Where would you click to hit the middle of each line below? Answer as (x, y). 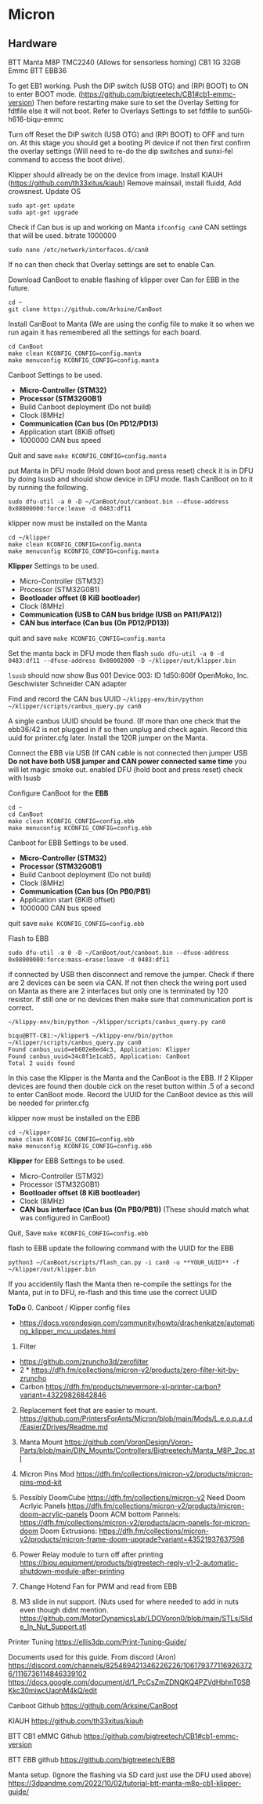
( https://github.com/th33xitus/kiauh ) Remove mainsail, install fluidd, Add (125, 183)
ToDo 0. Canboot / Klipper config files (69, 1308)
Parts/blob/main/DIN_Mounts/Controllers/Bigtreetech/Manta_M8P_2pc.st (137, 1450)
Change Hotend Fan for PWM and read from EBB (98, 1586)
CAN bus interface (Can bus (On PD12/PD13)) (94, 623)
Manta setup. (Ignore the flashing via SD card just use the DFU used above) (130, 1775)
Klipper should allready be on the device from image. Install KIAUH (115, 175)
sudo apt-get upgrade (43, 213)
